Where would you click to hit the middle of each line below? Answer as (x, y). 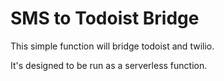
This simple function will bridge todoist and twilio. (112, 46)
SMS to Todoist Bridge (105, 18)
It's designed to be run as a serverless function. (109, 65)
